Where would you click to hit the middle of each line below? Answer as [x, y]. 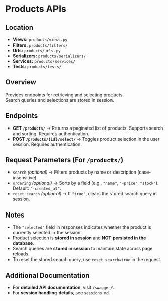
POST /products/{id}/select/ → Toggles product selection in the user [86, 139]
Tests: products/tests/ [37, 67]
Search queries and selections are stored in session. [60, 100]
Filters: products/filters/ [40, 45]
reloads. [21, 254]
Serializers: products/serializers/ [49, 56]
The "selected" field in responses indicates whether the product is [82, 227]
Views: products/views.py [40, 39]
